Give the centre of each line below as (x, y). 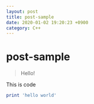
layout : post (22, 11)
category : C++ (24, 28)
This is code (21, 85)
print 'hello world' (32, 95)
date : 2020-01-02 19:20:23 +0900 (47, 22)
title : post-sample (30, 17)
